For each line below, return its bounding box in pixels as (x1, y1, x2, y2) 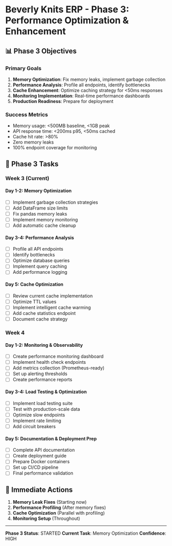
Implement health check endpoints (12, 359, 86, 365)
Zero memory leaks (12, 139, 54, 145)
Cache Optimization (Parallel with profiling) (12, 510, 105, 516)
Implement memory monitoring (12, 216, 78, 222)
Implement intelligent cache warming (12, 304, 91, 310)
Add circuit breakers (12, 423, 56, 429)
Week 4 (5, 329, 25, 336)
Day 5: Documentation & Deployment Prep (5, 435, 97, 442)
